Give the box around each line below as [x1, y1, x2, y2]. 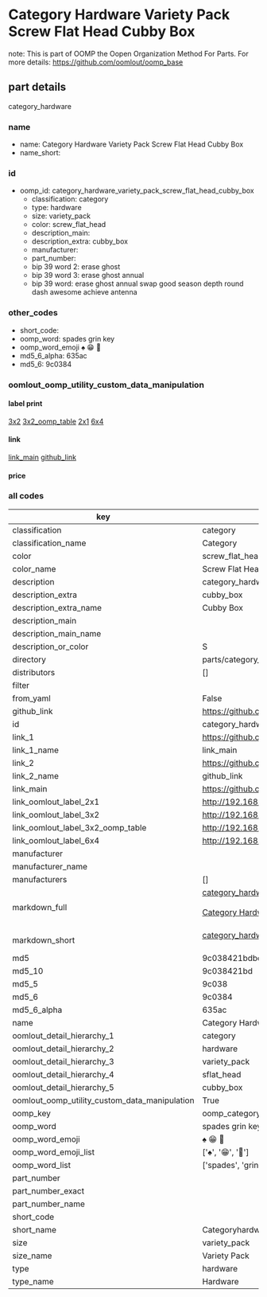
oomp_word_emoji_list [12, 1147, 95, 1158]
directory [12, 654, 46, 665]
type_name [12, 1276, 54, 1287]
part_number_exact [12, 1185, 85, 1196]
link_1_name [12, 744, 60, 756]
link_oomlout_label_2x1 [12, 796, 100, 807]
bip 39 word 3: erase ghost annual [31, 271, 145, 280]
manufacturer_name [12, 861, 88, 872]
